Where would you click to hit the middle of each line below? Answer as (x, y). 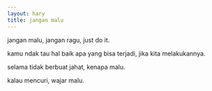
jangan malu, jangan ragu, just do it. (59, 40)
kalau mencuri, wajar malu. (46, 80)
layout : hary (26, 14)
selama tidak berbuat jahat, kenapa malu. (66, 67)
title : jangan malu (36, 20)
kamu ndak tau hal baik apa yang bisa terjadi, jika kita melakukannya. (106, 53)
